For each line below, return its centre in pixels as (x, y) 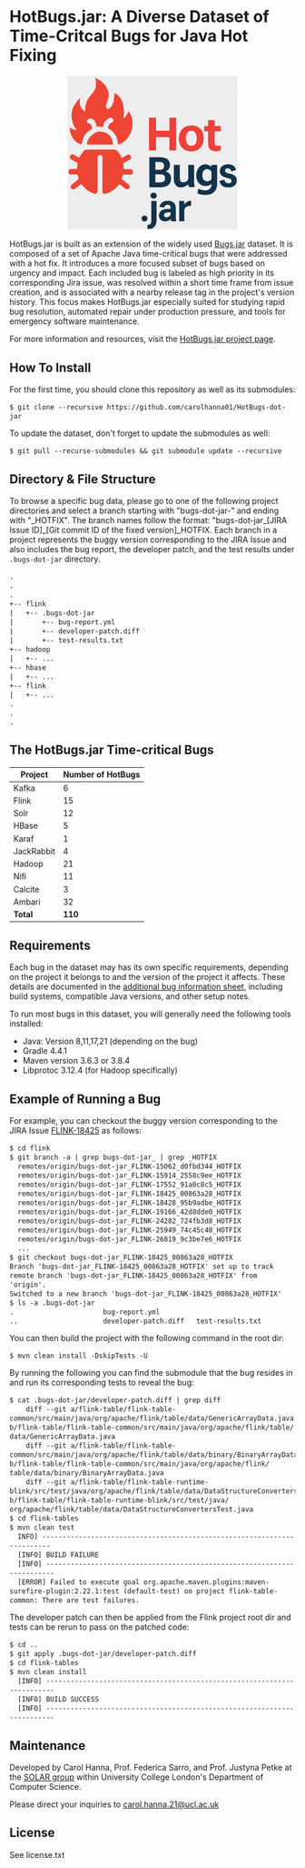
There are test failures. (91, 1600)
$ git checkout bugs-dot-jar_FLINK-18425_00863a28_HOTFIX (121, 1257)
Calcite (26, 889)
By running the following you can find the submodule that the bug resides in (151, 1373)
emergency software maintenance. (74, 321)
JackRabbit (34, 851)
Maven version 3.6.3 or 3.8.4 (76, 1061)
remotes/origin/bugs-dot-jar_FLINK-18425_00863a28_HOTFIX (130, 1194)
